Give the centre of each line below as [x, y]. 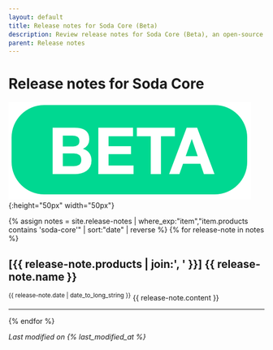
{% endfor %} [32, 321]
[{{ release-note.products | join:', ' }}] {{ [112, 264]
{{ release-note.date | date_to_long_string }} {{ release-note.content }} [114, 297]
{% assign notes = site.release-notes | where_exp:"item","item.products [128, 221]
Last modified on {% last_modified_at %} [77, 336]
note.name [37, 277]
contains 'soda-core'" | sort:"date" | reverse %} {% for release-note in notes [136, 230]
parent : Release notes [47, 43]
